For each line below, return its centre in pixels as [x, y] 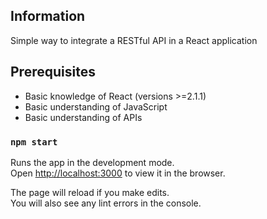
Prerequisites [53, 72]
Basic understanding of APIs [83, 117]
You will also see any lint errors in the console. [106, 203]
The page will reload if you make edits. [90, 192]
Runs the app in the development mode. [92, 162]
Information [48, 16]
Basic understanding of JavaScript [96, 106]
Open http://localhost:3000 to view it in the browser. [118, 173]
